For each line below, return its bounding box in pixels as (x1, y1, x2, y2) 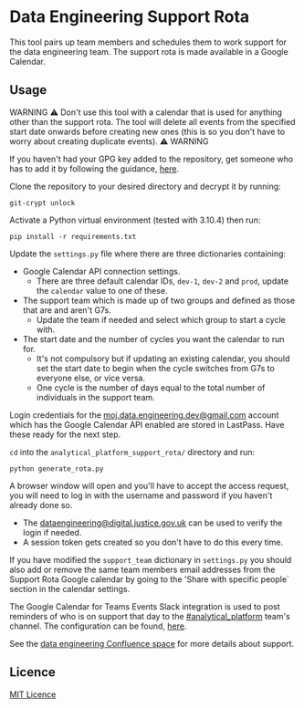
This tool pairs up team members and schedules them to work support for (9, 36, 288, 47)
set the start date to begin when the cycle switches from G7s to (36, 362, 276, 373)
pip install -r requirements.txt (9, 232, 137, 241)
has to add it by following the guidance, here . (9, 162, 180, 174)
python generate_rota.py (9, 463, 104, 474)
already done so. (9, 499, 73, 510)
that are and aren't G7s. (22, 304, 111, 316)
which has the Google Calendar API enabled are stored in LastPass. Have (9, 419, 285, 430)
